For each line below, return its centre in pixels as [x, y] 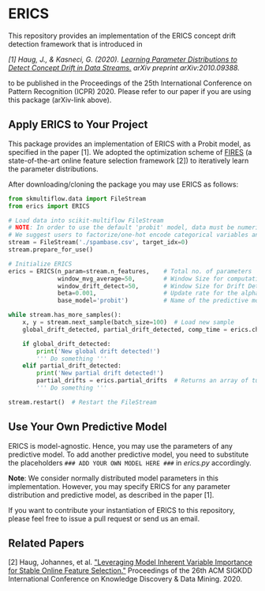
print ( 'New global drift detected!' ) [98, 351]
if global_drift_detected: [67, 344]
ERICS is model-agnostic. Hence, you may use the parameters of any [120, 446]
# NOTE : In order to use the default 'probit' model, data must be [121, 228]
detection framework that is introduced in [75, 43]
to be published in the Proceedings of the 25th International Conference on [130, 83]
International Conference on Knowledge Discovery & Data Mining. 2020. [125, 579]
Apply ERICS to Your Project [78, 124]
